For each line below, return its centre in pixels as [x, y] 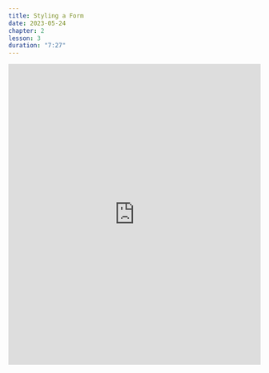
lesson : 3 [25, 38]
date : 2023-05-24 [37, 23]
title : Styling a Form [46, 16]
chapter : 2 [26, 30]
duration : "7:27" [37, 46]
